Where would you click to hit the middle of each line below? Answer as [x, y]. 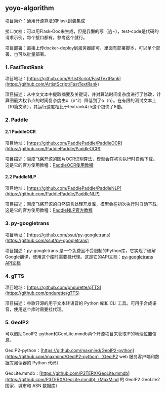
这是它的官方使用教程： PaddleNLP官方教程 [49, 210]
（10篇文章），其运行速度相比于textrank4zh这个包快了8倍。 [65, 107]
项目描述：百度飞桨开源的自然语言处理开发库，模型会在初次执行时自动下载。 [83, 204]
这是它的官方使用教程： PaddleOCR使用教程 [49, 165]
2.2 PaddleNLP [21, 176]
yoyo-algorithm [30, 8]
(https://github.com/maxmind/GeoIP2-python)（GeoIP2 [62, 357]
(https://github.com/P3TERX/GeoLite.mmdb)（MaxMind [62, 380]
